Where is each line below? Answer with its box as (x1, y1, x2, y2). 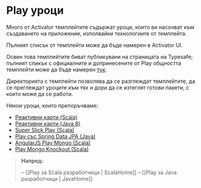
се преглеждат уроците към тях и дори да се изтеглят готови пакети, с (6, 83, 190, 91)
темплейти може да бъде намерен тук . (6, 65, 107, 73)
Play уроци (6, 4, 64, 17)
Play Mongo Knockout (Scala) (14, 145, 89, 153)
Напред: (20, 157, 44, 164)
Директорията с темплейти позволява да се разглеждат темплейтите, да (6, 77, 196, 85)
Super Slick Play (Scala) (14, 126, 75, 133)
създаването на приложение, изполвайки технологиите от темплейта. (6, 29, 187, 37)
